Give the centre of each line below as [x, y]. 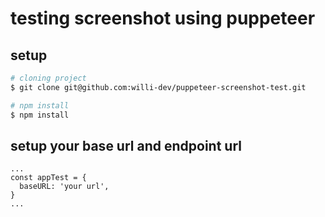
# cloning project [48, 78]
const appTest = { [48, 178]
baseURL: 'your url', [64, 187]
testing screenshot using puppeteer [163, 18]
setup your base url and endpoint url [126, 145]
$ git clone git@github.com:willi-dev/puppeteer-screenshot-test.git [158, 87]
